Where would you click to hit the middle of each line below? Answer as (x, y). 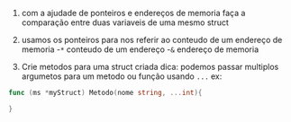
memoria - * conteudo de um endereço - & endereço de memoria (140, 49)
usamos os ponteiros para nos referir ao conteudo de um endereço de (152, 40)
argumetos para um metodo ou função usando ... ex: (122, 76)
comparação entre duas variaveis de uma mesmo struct (125, 22)
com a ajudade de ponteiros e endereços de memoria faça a (133, 13)
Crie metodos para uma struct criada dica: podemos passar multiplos (150, 67)
